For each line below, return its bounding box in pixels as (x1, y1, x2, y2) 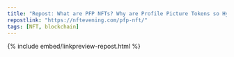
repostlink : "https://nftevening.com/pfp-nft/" (7, 17, 148, 24)
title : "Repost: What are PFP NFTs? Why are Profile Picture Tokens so (7, 10, 219, 17)
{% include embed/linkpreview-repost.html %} (7, 42, 141, 51)
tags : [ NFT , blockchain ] (7, 23, 79, 30)
